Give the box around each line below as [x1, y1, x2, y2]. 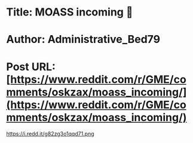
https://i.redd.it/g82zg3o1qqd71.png [6, 130, 94, 138]
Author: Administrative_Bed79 [6, 33, 161, 46]
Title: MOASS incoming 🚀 [6, 5, 133, 19]
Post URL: [6, 60, 56, 73]
